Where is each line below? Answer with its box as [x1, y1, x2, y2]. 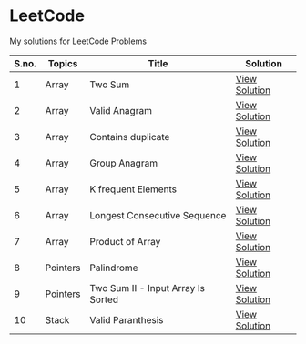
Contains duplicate [89, 130, 170, 143]
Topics [47, 56, 78, 69]
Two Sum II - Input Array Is [89, 281, 206, 294]
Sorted [89, 293, 119, 306]
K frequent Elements [89, 183, 178, 196]
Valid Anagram [89, 104, 153, 116]
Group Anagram [89, 157, 158, 169]
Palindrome [89, 261, 138, 274]
